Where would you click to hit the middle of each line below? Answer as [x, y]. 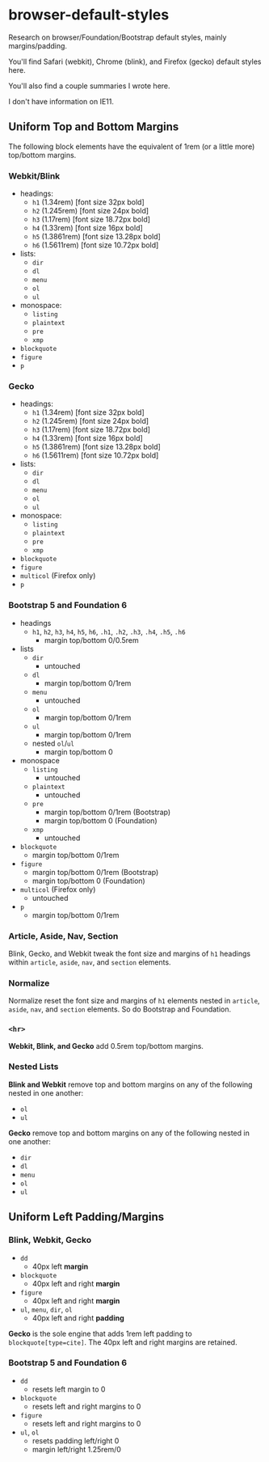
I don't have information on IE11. [61, 101]
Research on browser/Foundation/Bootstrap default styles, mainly [118, 37]
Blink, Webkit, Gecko [50, 1240]
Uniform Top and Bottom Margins [94, 127]
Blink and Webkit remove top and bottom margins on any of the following [130, 1084]
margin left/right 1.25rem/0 [76, 1449]
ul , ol [29, 1432]
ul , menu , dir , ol [46, 1309]
